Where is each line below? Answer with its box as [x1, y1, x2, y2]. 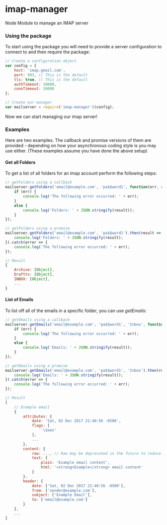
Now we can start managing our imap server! [5, 113, 98, 119]
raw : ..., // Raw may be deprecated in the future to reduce [31, 451, 162, 456]
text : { [31, 455, 48, 461]
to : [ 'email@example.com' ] [31, 497, 88, 502]
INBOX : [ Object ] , [14, 277, 50, 282]
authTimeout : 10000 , [14, 82, 57, 87]
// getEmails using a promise [5, 363, 68, 368]
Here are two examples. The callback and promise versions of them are [5, 137, 152, 143]
